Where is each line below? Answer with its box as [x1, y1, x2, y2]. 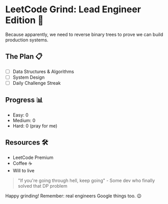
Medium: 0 [12, 117, 36, 123]
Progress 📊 [5, 96, 43, 104]
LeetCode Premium [12, 154, 54, 161]
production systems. [5, 37, 49, 43]
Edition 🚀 [5, 14, 44, 26]
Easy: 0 [12, 111, 29, 118]
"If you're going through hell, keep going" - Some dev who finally [17, 177, 155, 184]
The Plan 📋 [5, 52, 43, 61]
